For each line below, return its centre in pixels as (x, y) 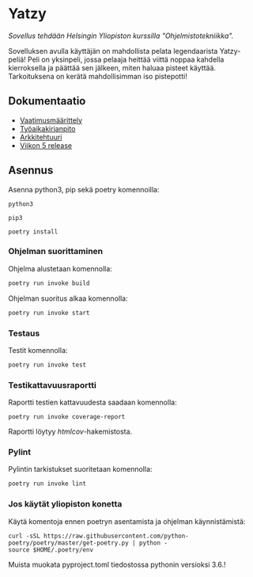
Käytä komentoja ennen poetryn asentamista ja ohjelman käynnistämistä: (127, 521)
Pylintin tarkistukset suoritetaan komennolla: (80, 469)
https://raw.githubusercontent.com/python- (116, 536)
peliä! (17, 59)
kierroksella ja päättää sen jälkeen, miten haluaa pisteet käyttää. (112, 67)
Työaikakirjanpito (47, 128)
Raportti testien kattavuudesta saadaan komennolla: (93, 402)
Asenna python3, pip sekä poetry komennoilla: (84, 189)
